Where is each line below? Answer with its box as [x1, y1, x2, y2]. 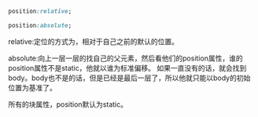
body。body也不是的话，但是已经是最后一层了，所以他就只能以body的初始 [8, 73, 251, 82]
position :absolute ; [8, 21, 72, 29]
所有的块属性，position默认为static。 [8, 99, 128, 109]
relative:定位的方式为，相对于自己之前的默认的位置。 [8, 36, 179, 46]
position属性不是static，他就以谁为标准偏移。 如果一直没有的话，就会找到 [8, 63, 247, 72]
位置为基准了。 [8, 82, 57, 92]
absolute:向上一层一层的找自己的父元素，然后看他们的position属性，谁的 [8, 53, 243, 63]
